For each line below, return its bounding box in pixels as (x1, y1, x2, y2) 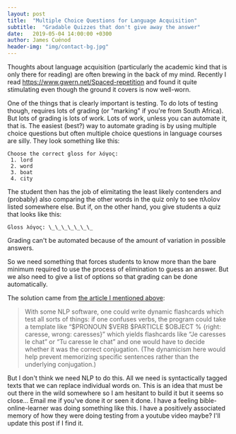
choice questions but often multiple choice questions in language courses (7, 129, 223, 137)
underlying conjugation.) (24, 360, 97, 368)
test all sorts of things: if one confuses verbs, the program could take (24, 315, 226, 323)
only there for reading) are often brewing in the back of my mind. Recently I (7, 70, 227, 79)
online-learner (7, 404, 49, 412)
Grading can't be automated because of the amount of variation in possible (7, 236, 226, 244)
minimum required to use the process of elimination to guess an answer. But (7, 265, 229, 273)
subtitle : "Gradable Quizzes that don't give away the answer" (7, 23, 201, 30)
